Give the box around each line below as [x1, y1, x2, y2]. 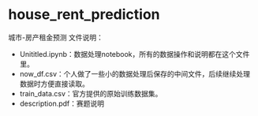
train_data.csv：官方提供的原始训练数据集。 [19, 88, 163, 98]
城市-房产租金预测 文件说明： [8, 32, 104, 42]
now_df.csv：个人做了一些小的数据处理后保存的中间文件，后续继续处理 [19, 69, 251, 78]
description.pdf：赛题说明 [19, 99, 105, 108]
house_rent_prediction [8, 6, 160, 24]
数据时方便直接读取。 [19, 79, 89, 88]
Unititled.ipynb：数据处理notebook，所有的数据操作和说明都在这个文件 [19, 49, 250, 58]
